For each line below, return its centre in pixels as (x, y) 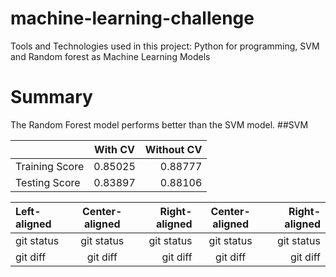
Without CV (173, 149)
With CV (114, 149)
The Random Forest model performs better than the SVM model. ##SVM (159, 124)
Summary (51, 97)
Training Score (50, 166)
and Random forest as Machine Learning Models (110, 56)
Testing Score (48, 182)
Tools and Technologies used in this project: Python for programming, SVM (165, 46)
